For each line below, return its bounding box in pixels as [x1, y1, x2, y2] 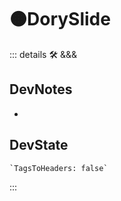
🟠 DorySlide [9, 8, 111, 31]
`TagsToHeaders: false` [9, 163, 109, 173]
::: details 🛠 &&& [9, 48, 78, 60]
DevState [9, 137, 69, 154]
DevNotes [9, 81, 73, 98]
